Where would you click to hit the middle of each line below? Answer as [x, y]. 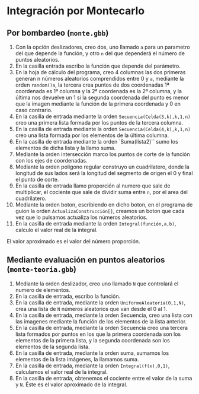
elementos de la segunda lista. [53, 347]
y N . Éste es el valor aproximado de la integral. [71, 385]
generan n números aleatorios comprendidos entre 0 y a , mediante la [99, 79]
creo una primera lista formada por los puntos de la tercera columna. [99, 123]
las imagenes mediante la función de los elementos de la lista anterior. [101, 321]
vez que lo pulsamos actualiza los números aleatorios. [81, 217]
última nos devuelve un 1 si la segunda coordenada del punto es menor [102, 97]
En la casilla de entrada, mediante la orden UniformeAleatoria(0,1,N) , [100, 302]
